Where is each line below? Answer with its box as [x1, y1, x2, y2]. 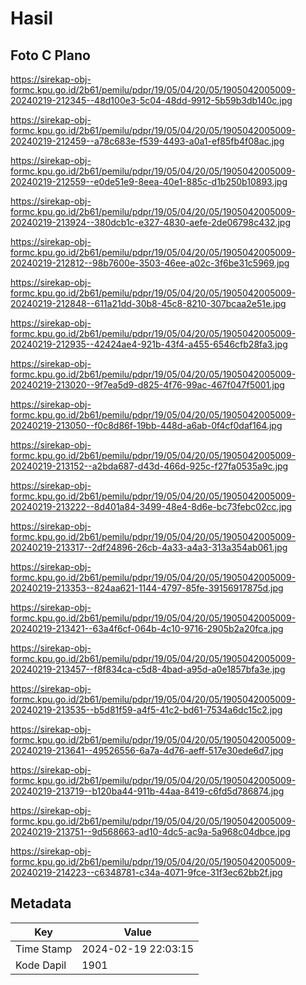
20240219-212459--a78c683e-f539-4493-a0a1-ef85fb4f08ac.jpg [10, 135, 285, 147]
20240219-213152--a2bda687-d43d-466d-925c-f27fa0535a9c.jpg [10, 460, 289, 472]
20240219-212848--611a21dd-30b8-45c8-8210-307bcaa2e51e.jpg [10, 298, 287, 309]
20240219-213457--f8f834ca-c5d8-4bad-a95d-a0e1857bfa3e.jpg [10, 663, 286, 675]
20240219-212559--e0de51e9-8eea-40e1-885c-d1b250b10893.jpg [10, 176, 288, 187]
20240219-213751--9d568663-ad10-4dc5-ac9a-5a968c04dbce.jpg [10, 826, 291, 837]
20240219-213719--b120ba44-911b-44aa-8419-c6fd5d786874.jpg [10, 785, 285, 797]
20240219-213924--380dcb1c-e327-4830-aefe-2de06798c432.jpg [10, 217, 292, 228]
